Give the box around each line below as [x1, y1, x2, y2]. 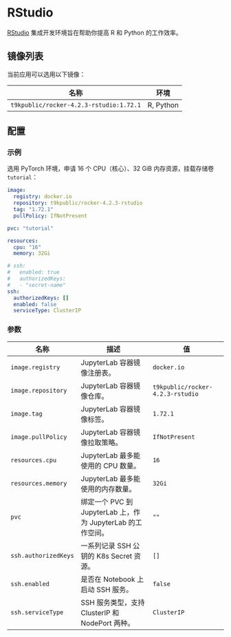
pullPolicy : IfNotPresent [13, 212, 88, 219]
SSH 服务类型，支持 [80, 597, 146, 607]
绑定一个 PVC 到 [80, 497, 133, 506]
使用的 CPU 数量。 [80, 461, 141, 471]
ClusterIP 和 [80, 607, 120, 617]
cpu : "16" [13, 244, 41, 250]
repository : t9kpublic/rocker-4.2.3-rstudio [13, 199, 143, 207]
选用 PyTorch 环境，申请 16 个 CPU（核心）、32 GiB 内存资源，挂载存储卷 [7, 164, 214, 173]
